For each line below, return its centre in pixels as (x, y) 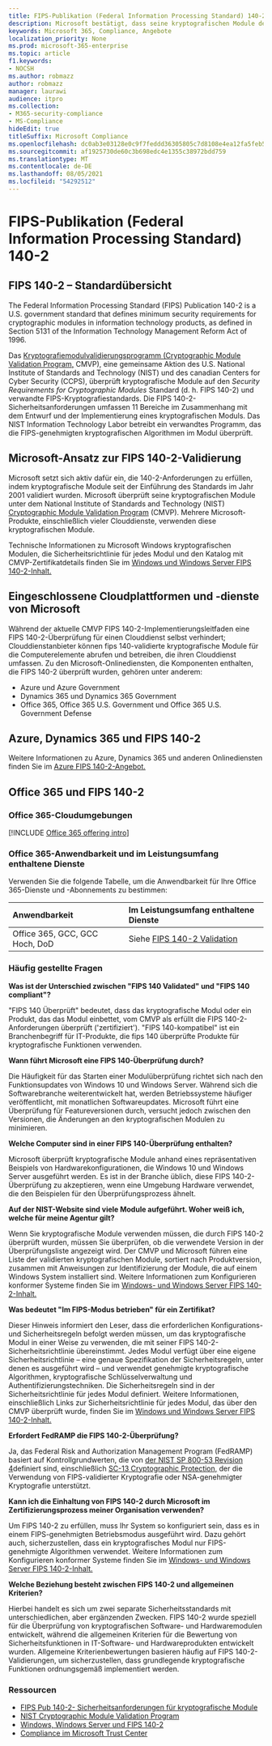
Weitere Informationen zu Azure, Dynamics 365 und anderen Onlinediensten (136, 758)
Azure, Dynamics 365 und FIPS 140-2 (104, 738)
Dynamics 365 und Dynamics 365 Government (98, 696)
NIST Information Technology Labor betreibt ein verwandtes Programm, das (135, 424)
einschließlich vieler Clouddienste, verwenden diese (130, 521)
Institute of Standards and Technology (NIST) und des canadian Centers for (134, 373)
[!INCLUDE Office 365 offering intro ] (69, 833)
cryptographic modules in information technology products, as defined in (130, 322)
